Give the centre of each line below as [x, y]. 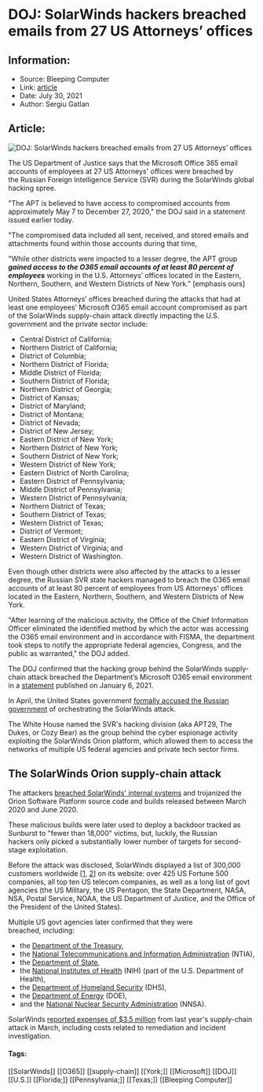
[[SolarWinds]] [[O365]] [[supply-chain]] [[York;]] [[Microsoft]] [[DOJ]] [122, 1071]
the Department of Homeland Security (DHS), [93, 987]
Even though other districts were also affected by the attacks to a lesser [124, 571]
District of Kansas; [49, 398]
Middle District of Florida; [60, 372]
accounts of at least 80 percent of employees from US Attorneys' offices [126, 588]
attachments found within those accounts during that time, [103, 243]
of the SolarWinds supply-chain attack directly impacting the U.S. [114, 315]
